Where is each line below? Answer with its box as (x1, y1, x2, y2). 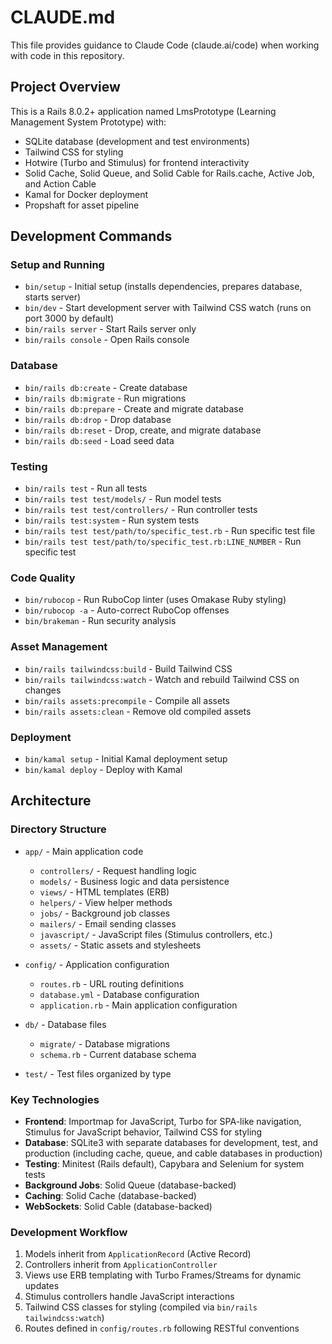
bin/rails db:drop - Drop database (24, 413, 172, 425)
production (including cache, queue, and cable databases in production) (24, 1147, 323, 1159)
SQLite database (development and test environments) (24, 135, 251, 147)
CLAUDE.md (10, 6, 116, 29)
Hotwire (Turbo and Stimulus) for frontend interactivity (24, 156, 250, 168)
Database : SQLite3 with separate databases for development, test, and (24, 1136, 319, 1148)
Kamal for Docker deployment (24, 188, 149, 200)
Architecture (10, 792, 92, 810)
